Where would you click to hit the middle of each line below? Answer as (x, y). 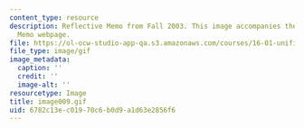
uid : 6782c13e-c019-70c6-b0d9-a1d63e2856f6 (93, 110)
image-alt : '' (44, 85)
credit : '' (38, 77)
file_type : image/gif (50, 51)
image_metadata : (40, 59)
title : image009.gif (48, 101)
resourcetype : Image (48, 93)
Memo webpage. (44, 34)
